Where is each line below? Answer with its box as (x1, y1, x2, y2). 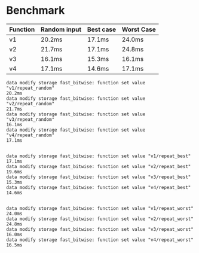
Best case (87, 25, 117, 33)
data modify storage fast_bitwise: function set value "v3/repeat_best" (6, 174, 191, 180)
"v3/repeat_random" (6, 116, 55, 123)
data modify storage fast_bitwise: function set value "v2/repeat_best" (6, 163, 191, 169)
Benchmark (6, 4, 65, 17)
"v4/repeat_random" (6, 132, 55, 138)
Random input (41, 25, 82, 33)
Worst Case (121, 25, 157, 33)
